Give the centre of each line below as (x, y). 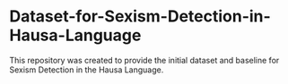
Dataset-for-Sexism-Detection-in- (140, 17)
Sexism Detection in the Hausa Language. (87, 70)
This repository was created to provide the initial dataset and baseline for (144, 60)
